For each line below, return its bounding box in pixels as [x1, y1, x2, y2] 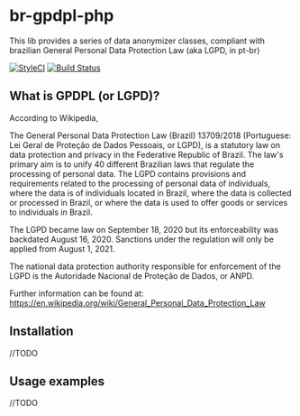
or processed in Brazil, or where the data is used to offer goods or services [9, 197, 288, 208]
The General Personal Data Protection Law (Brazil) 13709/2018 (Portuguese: [9, 130, 292, 141]
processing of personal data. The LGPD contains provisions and [9, 168, 246, 179]
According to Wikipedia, [9, 112, 99, 123]
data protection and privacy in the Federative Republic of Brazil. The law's [9, 149, 284, 160]
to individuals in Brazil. [9, 207, 93, 217]
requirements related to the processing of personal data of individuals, [9, 178, 271, 189]
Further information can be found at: [9, 288, 144, 299]
